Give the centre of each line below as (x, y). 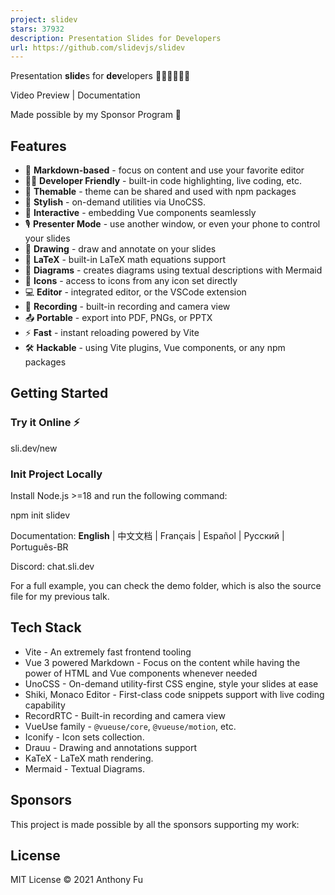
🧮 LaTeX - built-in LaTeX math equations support (125, 260)
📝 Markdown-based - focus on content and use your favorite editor (164, 170)
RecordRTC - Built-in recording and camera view (125, 715)
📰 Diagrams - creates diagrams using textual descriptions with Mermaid (173, 270)
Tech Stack (46, 627)
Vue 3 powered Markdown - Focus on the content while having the (162, 662)
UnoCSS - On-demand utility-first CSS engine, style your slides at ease (171, 683)
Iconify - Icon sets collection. (84, 737)
